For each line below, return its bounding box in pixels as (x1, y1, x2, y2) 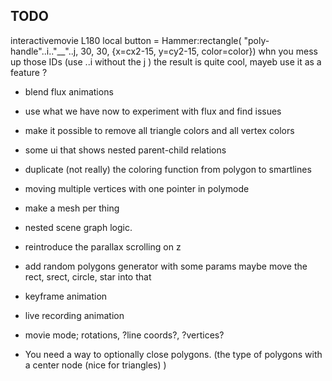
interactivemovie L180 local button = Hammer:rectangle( (10, 34, 242, 46)
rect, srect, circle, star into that (24, 270, 152, 283)
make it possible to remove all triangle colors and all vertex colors (24, 124, 295, 136)
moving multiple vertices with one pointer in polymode (24, 182, 250, 194)
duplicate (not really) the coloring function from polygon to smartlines (24, 163, 312, 175)
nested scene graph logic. (24, 221, 133, 233)
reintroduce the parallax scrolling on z (24, 240, 182, 253)
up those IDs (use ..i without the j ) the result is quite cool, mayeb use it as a (10, 55, 322, 68)
